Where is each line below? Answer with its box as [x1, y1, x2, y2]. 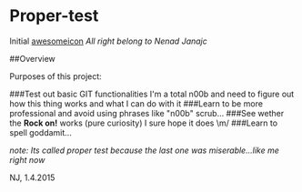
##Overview [9, 53, 56, 64]
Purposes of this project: [9, 70, 102, 82]
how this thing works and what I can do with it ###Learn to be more [9, 97, 264, 109]
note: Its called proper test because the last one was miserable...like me [9, 145, 279, 156]
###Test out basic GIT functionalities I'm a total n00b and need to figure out [9, 88, 295, 99]
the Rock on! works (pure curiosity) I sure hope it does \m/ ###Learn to [9, 117, 278, 128]
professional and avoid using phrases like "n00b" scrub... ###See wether [9, 107, 285, 118]
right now [9, 154, 45, 165]
